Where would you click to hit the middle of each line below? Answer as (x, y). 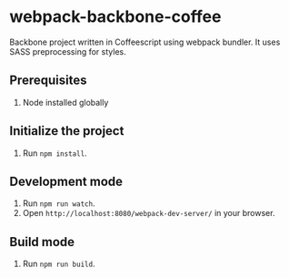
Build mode (42, 242)
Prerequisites (48, 81)
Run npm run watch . (59, 203)
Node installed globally (65, 102)
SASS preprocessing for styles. (68, 51)
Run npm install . (55, 153)
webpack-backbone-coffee (115, 17)
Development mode (66, 181)
